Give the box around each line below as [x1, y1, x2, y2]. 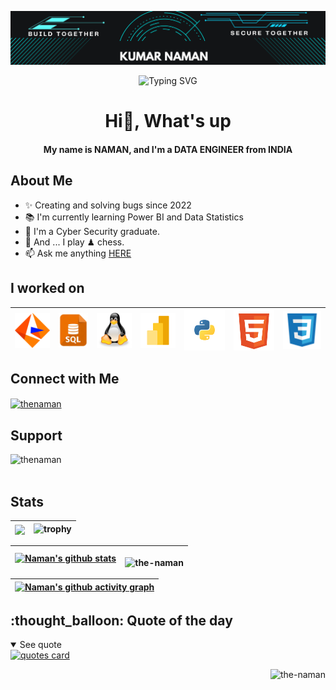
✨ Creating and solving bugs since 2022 [24, 199, 192, 211]
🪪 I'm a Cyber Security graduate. [24, 225, 160, 237]
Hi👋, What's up [104, 110, 232, 133]
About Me [10, 172, 73, 190]
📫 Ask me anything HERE [24, 247, 132, 259]
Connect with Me [10, 371, 120, 388]
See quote [19, 638, 62, 650]
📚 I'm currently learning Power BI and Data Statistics [24, 211, 244, 223]
